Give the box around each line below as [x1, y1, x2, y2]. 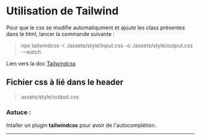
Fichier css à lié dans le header [6, 77, 124, 87]
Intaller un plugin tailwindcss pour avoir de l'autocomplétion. [6, 121, 157, 129]
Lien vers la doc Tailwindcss [6, 60, 76, 67]
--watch [20, 48, 41, 55]
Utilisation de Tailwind [6, 4, 119, 18]
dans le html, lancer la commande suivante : [6, 30, 115, 37]
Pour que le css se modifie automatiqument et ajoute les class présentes [6, 24, 185, 31]
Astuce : [6, 108, 32, 116]
